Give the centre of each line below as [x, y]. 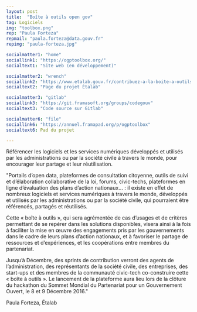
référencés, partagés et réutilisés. [47, 207]
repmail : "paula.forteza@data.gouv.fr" [55, 39]
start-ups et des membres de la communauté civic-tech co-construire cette [97, 273]
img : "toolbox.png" [30, 28]
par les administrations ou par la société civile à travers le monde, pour [92, 158]
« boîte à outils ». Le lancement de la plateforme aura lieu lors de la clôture [96, 279]
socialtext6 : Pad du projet [40, 130]
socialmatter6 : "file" [34, 119]
